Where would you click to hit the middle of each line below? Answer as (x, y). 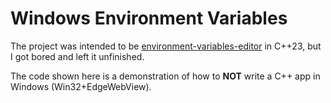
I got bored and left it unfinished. (77, 56)
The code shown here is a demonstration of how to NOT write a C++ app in (165, 76)
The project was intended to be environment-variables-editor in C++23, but (166, 46)
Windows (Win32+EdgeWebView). (81, 86)
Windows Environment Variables (149, 18)
